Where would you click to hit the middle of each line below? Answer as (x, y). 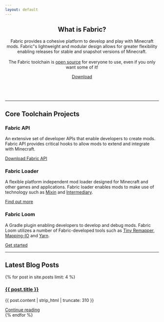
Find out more (19, 202)
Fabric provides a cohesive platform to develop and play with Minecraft (82, 41)
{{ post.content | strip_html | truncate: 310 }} (50, 300)
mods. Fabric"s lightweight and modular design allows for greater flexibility (82, 47)
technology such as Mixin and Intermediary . (49, 192)
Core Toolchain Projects (42, 114)
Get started (16, 245)
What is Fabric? (82, 30)
